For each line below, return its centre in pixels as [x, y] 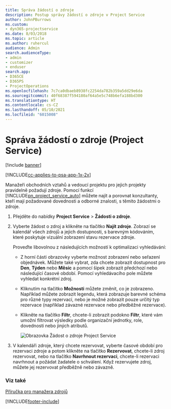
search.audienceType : [28, 53]
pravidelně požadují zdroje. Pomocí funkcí [49, 190]
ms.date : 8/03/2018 [26, 34]
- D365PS [15, 81]
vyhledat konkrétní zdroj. [46, 279]
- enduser [16, 67]
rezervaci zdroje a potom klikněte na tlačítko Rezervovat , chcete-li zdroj [89, 351]
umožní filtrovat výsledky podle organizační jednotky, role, [82, 320]
